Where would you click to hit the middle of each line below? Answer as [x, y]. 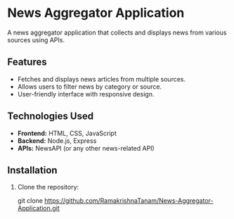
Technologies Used [50, 117]
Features [27, 62]
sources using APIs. [36, 39]
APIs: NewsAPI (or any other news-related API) [86, 148]
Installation [32, 170]
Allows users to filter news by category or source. [90, 87]
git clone [30, 201]
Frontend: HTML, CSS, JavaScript [67, 133]
